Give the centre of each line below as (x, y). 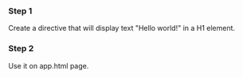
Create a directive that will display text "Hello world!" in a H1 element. (122, 28)
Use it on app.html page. (49, 65)
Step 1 (20, 11)
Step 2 (21, 49)
